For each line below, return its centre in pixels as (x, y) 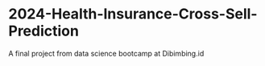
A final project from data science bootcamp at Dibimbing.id (106, 53)
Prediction (43, 31)
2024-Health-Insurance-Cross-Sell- (133, 14)
